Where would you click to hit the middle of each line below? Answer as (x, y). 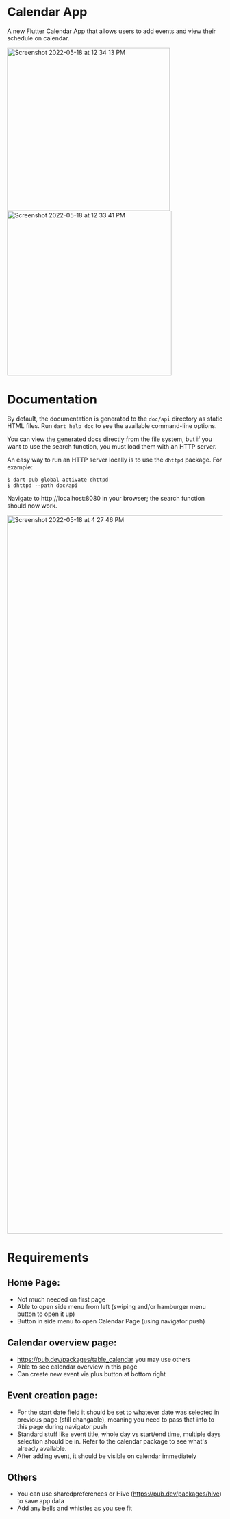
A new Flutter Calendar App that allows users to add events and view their (112, 31)
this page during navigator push (62, 1426)
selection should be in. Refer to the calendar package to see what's (112, 1441)
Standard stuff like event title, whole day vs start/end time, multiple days (119, 1434)
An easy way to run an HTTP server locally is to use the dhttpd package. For (115, 460)
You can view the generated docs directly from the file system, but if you (110, 439)
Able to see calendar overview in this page (77, 1367)
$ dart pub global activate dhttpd (58, 480)
